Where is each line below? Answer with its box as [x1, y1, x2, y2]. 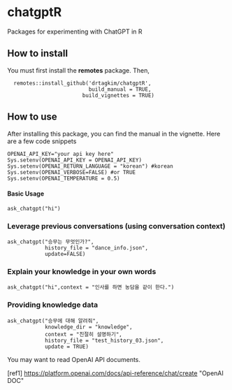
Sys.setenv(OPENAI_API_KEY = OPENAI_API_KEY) [7, 157, 142, 164]
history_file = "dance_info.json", [44, 245, 149, 252]
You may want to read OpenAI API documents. [7, 355, 141, 363]
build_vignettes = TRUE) [82, 92, 155, 99]
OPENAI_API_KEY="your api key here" [7, 150, 114, 157]
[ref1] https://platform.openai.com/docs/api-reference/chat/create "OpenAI [7, 368, 224, 377]
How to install [7, 48, 68, 59]
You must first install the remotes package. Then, [7, 66, 150, 74]
